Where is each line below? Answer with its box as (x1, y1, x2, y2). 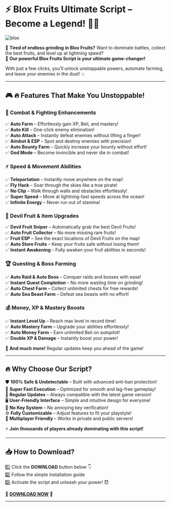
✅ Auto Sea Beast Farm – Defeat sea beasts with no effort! (5, 291, 129, 297)
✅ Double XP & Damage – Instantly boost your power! (5, 335, 119, 341)
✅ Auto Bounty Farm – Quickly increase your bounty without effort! (5, 143, 147, 150)
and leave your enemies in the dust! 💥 (5, 70, 85, 77)
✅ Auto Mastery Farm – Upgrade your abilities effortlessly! (5, 323, 129, 329)
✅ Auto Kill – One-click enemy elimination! (5, 126, 95, 133)
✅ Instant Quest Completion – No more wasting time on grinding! (5, 280, 144, 286)
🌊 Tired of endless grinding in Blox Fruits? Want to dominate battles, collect (5, 44, 165, 50)
